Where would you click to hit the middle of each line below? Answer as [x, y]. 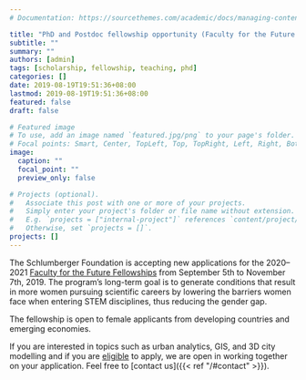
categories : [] [38, 77]
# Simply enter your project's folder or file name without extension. [153, 211]
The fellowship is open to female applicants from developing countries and [149, 319]
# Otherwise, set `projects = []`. [81, 229]
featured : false [40, 102]
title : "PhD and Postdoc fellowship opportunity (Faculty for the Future [153, 34]
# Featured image [42, 127]
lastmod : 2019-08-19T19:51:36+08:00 [79, 93]
